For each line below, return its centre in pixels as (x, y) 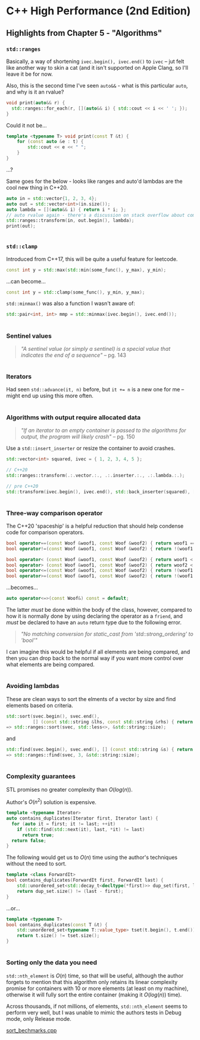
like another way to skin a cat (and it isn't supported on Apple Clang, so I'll (97, 67)
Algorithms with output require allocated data (74, 417)
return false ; (29, 840)
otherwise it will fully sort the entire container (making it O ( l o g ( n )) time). (94, 994)
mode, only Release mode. (39, 1019)
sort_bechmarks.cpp (32, 1030)
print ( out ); (21, 226)
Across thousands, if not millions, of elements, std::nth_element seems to (97, 1006)
